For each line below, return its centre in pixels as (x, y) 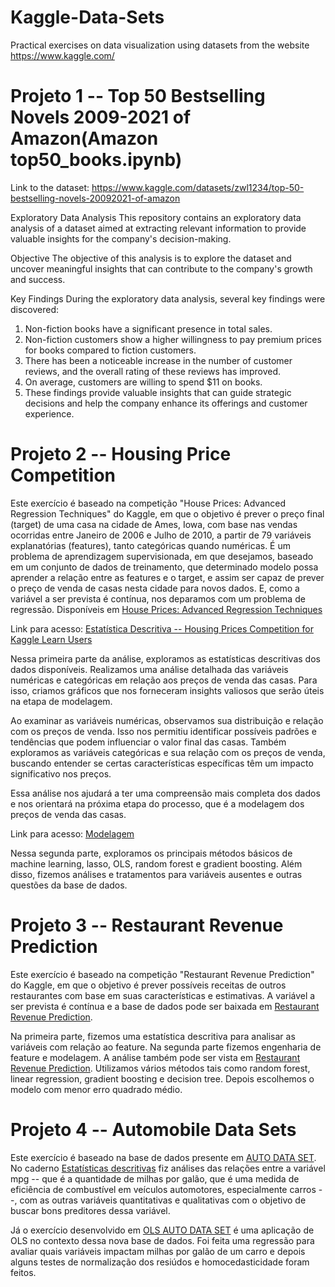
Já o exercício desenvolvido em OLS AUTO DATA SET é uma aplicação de (162, 1230)
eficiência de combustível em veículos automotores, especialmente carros (163, 1189)
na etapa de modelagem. (61, 701)
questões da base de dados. (69, 885)
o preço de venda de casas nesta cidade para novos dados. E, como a (155, 588)
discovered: (35, 309)
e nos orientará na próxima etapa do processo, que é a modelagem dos (157, 803)
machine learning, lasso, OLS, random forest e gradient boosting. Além (156, 863)
